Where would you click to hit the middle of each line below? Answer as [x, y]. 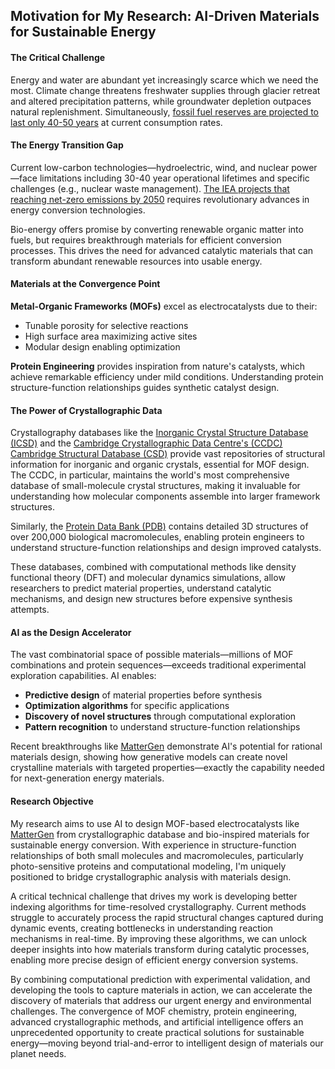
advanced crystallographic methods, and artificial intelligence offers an [157, 1021]
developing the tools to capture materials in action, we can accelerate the [161, 990]
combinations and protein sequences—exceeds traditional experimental [158, 665]
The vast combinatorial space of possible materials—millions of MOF [152, 655]
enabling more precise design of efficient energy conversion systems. [154, 960]
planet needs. [38, 1053]
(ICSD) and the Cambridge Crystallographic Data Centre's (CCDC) [146, 443]
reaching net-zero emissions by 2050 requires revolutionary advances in [160, 199]
